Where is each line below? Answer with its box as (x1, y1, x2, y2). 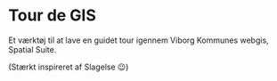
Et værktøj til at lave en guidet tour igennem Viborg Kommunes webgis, (8, 35, 269, 45)
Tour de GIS (8, 5, 97, 26)
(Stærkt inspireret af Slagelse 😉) (8, 61, 129, 72)
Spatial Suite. (8, 44, 57, 54)
